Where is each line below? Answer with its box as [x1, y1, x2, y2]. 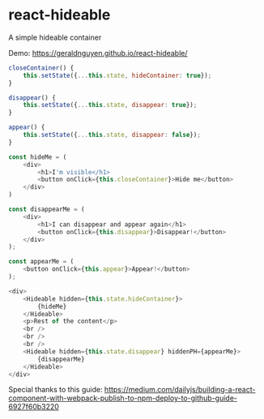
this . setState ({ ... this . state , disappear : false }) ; [23, 131, 201, 139]
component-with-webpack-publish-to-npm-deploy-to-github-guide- [8, 393, 237, 403]
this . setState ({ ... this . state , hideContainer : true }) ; [23, 71, 212, 79]
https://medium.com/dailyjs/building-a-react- [104, 385, 256, 395]
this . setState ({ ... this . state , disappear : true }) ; [23, 101, 198, 109]
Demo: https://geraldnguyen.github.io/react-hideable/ [8, 48, 188, 58]
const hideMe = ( [8, 152, 67, 161]
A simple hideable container [8, 32, 102, 42]
